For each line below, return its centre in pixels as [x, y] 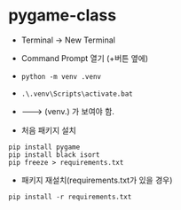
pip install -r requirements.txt [70, 197]
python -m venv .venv [61, 76]
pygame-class [63, 16]
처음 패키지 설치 [48, 130]
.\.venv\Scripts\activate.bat [77, 94]
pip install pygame [44, 147]
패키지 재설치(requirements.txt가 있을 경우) [97, 180]
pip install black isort [54, 155]
